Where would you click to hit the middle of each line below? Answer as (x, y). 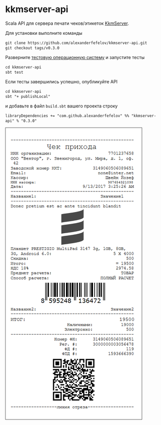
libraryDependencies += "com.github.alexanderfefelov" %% (67, 116)
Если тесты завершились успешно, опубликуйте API (61, 81)
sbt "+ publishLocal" (28, 96)
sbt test (14, 72)
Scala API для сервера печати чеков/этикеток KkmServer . (67, 23)
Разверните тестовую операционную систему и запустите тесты (75, 57)
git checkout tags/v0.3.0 (32, 48)
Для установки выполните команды (44, 33)
